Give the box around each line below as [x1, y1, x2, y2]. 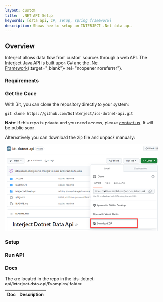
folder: [69, 281, 83, 286]
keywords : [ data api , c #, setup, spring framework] [5, 18, 112, 23]
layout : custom [5, 8, 36, 13]
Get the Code [5, 90, 37, 97]
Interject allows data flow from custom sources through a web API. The [5, 55, 147, 61]
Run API [5, 251, 24, 258]
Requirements [5, 77, 39, 84]
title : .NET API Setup [5, 13, 53, 18]
